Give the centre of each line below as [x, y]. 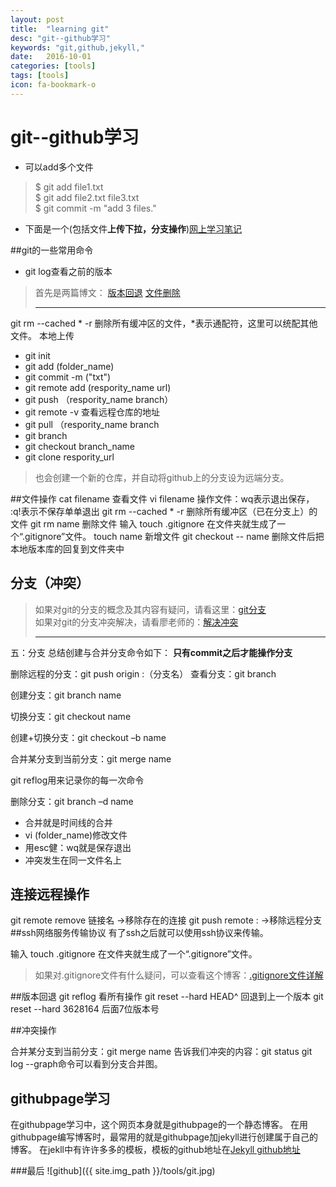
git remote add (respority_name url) [98, 387]
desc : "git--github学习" [60, 38]
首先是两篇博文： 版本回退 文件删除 [107, 292]
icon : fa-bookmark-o [53, 85]
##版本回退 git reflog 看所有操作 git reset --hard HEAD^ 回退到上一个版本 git [167, 997]
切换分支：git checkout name [71, 716]
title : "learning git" [60, 29]
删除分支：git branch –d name [72, 801]
